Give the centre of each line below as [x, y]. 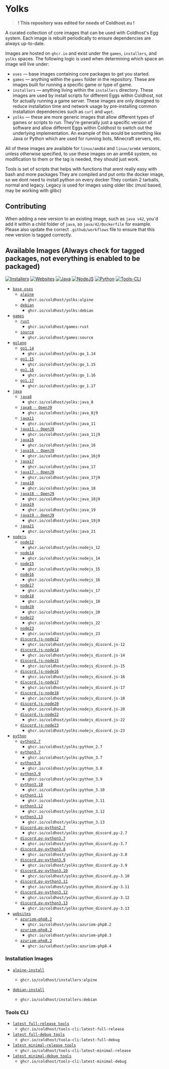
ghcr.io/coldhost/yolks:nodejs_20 [64, 612]
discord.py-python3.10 [44, 871]
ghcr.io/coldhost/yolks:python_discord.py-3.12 [78, 898]
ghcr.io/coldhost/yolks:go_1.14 [62, 354]
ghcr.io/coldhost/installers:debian [59, 1000]
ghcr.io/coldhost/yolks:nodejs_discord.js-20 [76, 709]
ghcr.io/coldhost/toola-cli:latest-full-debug [70, 1040]
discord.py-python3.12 [44, 892]
